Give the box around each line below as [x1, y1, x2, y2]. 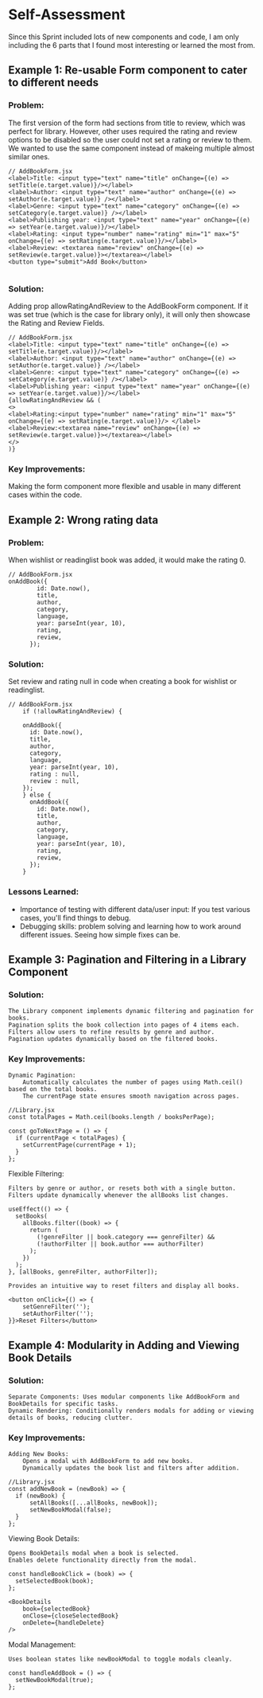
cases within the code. [8, 490, 83, 499]
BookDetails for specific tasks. [8, 1400, 119, 1408]
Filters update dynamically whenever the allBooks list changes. [8, 1191, 229, 1199]
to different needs [8, 76, 99, 89]
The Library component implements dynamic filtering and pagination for [8, 1007, 254, 1015]
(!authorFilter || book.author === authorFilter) [37, 1240, 204, 1248]
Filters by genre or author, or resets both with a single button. [8, 1184, 237, 1192]
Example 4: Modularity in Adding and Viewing [8, 1338, 240, 1352]
